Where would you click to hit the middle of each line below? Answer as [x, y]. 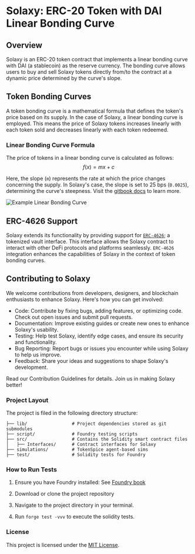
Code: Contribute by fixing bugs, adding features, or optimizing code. [99, 310]
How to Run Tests [32, 469]
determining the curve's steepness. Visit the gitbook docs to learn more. [93, 191]
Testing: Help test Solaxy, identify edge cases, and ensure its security [99, 336]
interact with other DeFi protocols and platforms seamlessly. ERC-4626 [90, 248]
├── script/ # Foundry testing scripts [72, 434]
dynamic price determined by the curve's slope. [64, 78]
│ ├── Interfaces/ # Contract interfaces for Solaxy [81, 445]
